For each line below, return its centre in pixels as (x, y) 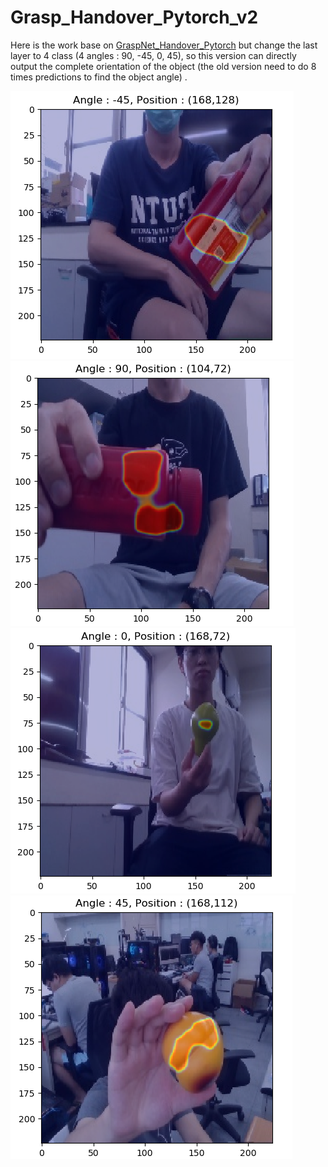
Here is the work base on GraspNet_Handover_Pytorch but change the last (164, 45)
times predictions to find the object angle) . (99, 77)
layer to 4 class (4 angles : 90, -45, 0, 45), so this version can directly (153, 55)
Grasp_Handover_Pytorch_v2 (134, 17)
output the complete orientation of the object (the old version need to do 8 (163, 66)
